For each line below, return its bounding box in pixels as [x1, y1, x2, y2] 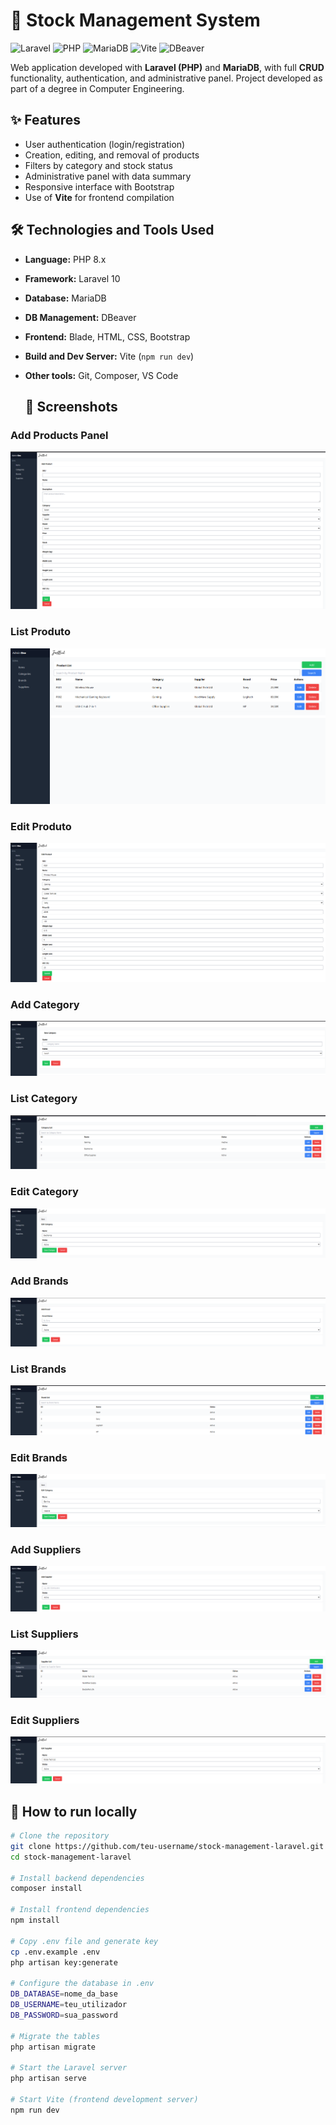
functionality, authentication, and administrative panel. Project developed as [10, 72, 323, 84]
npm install [10, 1915, 60, 1926]
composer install [10, 1884, 83, 1894]
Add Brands [10, 1274, 69, 1288]
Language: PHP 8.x [24, 253, 107, 265]
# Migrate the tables [10, 2031, 101, 2041]
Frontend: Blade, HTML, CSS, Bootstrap [24, 330, 191, 343]
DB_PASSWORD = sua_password [10, 2010, 118, 2020]
